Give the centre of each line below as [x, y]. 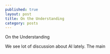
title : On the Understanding [35, 18]
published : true [22, 9]
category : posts [22, 23]
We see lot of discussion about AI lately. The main [55, 46]
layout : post [18, 14]
